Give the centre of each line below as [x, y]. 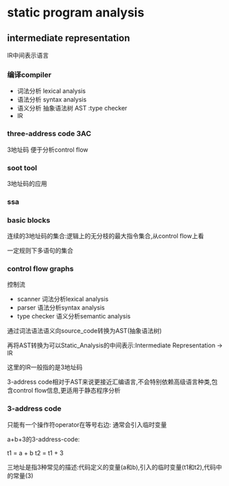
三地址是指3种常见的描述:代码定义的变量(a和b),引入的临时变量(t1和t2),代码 [111, 467]
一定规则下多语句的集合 [40, 251]
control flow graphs [40, 269]
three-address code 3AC [49, 134]
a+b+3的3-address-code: [44, 439]
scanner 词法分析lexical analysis [63, 299]
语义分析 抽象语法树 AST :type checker [72, 108]
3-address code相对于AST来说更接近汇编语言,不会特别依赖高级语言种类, [109, 382]
